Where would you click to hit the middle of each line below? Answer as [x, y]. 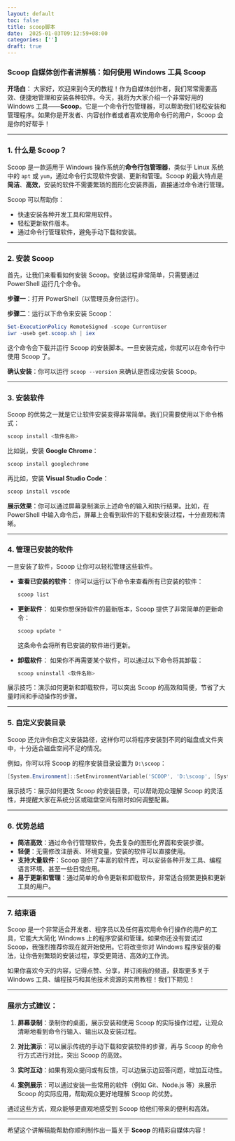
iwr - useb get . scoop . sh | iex [51, 333]
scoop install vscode [39, 492]
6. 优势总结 [26, 826]
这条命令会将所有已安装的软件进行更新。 [76, 645]
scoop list [33, 594]
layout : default [31, 14]
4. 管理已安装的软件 [40, 550]
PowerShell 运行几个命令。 [46, 283]
